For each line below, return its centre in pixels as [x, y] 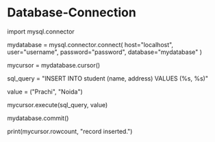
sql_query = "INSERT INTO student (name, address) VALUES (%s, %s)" [108, 78]
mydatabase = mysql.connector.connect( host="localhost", [90, 44]
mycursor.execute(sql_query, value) [58, 104]
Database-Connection [72, 13]
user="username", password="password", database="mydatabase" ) [105, 52]
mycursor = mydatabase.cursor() [54, 65]
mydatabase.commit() [38, 118]
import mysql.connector [41, 31]
